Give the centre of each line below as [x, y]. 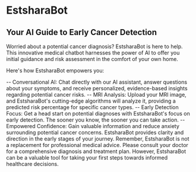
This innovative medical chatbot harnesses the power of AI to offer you [93, 53]
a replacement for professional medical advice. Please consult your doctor [97, 145]
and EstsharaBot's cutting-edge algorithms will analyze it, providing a [91, 101]
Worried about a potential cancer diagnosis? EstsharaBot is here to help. [94, 46]
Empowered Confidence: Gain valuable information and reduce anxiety [93, 126]
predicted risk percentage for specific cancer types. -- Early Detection [93, 107]
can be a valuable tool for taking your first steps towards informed [87, 157]
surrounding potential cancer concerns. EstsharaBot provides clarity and [95, 132]
